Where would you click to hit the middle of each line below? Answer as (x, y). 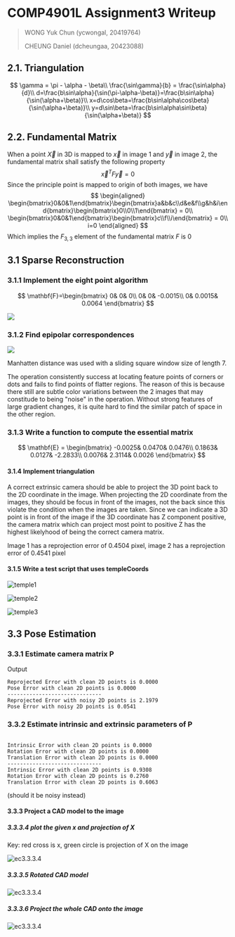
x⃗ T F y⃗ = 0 (118, 173)
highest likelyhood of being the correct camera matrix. (86, 532)
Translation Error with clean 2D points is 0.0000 (83, 758)
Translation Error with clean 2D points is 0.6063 (83, 782)
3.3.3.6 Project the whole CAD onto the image (75, 908)
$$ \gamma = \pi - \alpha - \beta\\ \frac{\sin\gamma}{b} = (93, 85)
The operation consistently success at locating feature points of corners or (115, 377)
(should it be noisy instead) (47, 795)
